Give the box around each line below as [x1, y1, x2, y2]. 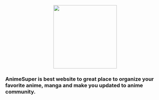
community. [5, 88, 36, 95]
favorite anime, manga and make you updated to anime [5, 82, 143, 89]
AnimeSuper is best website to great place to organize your [5, 75, 154, 82]
